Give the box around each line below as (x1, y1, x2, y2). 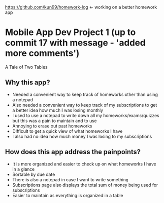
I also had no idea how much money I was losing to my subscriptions (12, 133, 152, 139)
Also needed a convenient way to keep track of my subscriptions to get (12, 102, 157, 108)
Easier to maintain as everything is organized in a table (12, 192, 123, 198)
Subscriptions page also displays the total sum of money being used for (12, 182, 159, 188)
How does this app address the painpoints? (5, 148, 141, 156)
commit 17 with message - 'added (5, 37, 146, 48)
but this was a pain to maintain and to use (12, 118, 97, 123)
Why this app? (5, 79, 50, 87)
